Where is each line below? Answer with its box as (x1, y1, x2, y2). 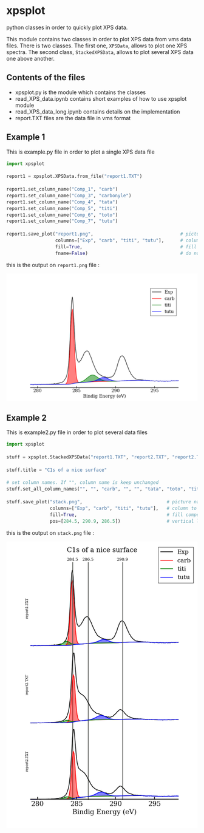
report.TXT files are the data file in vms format (15, 114, 131, 121)
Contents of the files (6, 72, 86, 83)
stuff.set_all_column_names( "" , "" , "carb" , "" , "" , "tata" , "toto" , (6, 486, 186, 492)
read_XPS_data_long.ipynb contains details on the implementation (15, 107, 180, 115)
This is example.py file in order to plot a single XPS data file (6, 148, 155, 155)
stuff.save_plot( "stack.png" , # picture (6, 499, 191, 505)
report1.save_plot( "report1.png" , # (6, 231, 183, 237)
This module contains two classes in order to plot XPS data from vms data (6, 35, 192, 42)
